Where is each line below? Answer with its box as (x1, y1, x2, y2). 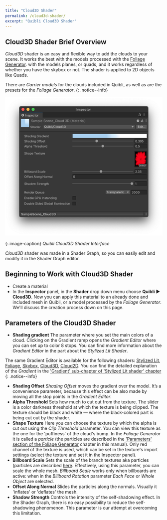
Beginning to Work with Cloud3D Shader (5, 270, 134, 279)
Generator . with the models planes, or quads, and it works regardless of (5, 61, 153, 67)
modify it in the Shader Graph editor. (5, 255, 80, 261)
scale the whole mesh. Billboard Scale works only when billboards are (12, 468, 157, 474)
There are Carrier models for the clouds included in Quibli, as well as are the (5, 82, 162, 88)
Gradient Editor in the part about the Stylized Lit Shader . (12, 348, 128, 354)
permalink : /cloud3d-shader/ (5, 13, 66, 18)
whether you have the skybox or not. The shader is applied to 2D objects (5, 67, 155, 73)
